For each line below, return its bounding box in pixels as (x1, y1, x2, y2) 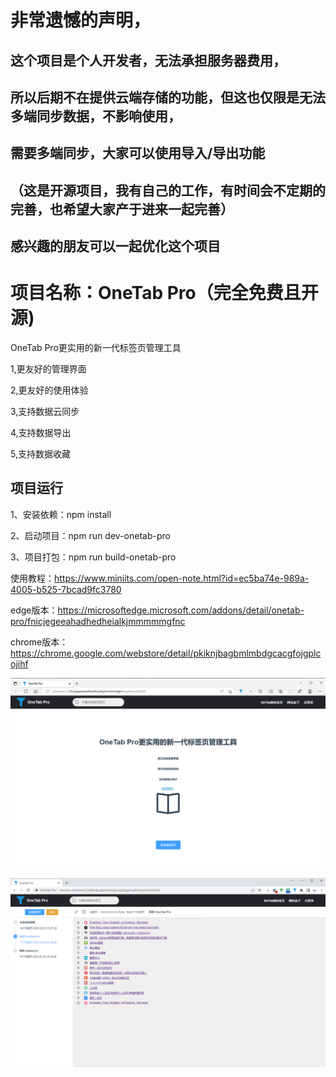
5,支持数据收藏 (10, 448, 71, 460)
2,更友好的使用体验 (10, 384, 89, 396)
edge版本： (10, 604, 58, 616)
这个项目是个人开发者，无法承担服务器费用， (10, 52, 287, 69)
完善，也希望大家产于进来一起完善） (10, 201, 234, 218)
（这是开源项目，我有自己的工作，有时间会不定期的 (10, 182, 326, 199)
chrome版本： (10, 636, 69, 648)
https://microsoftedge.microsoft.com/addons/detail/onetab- (57, 604, 305, 616)
